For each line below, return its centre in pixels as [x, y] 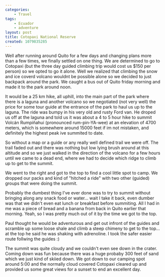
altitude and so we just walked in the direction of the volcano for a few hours [83, 153]
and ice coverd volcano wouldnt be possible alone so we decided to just [78, 76]
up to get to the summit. [29, 163]
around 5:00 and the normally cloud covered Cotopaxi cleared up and [76, 264]
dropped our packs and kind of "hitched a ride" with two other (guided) [77, 178]
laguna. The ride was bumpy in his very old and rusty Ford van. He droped [81, 112]
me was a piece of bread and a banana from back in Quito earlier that [76, 208]
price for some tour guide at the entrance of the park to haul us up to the [79, 107]
